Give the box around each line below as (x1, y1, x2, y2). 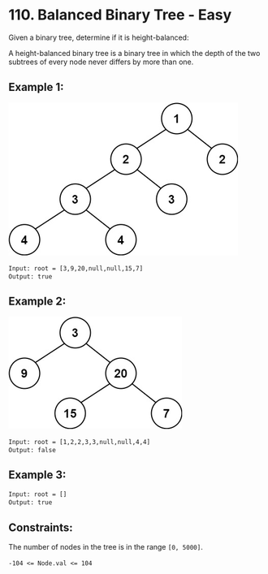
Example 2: (8, 295, 67, 309)
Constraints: (8, 520, 73, 534)
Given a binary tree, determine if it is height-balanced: (8, 32, 189, 42)
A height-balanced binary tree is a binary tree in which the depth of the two (8, 48, 261, 58)
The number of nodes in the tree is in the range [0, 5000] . (8, 542, 203, 552)
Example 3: (8, 468, 67, 481)
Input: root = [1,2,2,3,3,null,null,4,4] (8, 438, 151, 446)
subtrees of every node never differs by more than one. (8, 57, 194, 67)
